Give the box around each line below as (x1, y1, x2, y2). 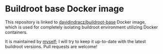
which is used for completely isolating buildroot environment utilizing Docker (5, 24, 158, 30)
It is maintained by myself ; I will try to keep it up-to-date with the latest (5, 38, 147, 44)
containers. (5, 29, 28, 35)
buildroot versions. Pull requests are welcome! (5, 43, 98, 49)
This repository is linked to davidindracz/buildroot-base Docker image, (5, 19, 147, 25)
